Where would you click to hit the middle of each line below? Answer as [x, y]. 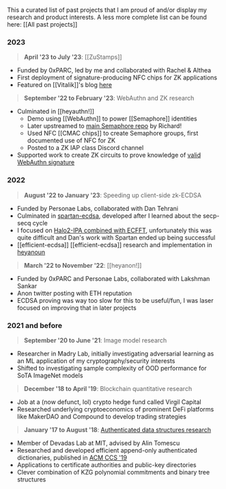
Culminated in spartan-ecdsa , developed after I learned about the [109, 216]
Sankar [27, 286]
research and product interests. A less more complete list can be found [107, 17]
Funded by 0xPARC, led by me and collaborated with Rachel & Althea [114, 71]
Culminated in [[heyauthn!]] [55, 112]
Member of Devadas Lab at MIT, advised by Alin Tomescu [98, 443]
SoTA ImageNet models [50, 375]
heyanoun [31, 252]
